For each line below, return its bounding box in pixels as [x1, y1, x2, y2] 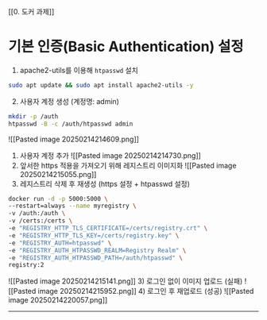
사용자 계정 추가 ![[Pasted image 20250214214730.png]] [19, 150, 201, 160]
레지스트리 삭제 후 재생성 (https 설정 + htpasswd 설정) [19, 179, 191, 188]
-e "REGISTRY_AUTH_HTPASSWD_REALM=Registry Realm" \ [8, 246, 187, 254]
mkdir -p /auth [8, 112, 59, 121]
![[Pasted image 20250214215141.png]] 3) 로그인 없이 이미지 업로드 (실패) [8, 276, 243, 286]
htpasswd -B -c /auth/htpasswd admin [8, 120, 133, 128]
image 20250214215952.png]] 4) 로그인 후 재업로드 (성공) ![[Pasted [37, 287, 254, 296]
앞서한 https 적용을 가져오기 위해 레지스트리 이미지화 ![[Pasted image [19, 160, 237, 170]
